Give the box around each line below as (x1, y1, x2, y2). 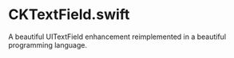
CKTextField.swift (8, 6, 130, 24)
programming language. (8, 40, 88, 49)
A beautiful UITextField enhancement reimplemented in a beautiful (8, 32, 226, 41)
